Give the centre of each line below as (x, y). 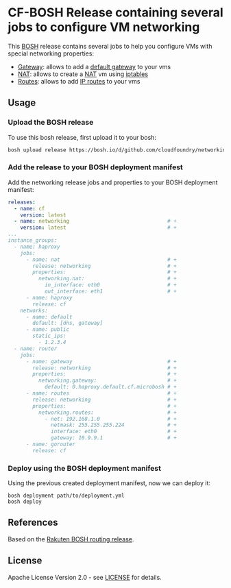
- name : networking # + (95, 221)
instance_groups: (33, 241)
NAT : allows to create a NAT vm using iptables (83, 74)
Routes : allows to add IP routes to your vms (79, 81)
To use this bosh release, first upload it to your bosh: (82, 137)
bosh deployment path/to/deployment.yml (66, 496)
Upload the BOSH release (51, 123)
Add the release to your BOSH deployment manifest (96, 167)
